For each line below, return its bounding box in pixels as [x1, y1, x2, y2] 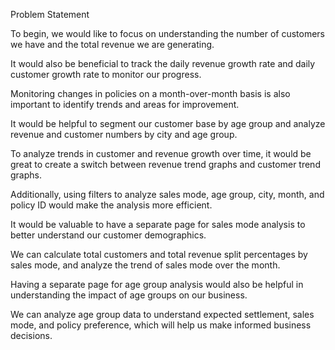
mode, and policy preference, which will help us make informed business [10, 319, 312, 331]
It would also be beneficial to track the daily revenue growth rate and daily [10, 58, 316, 69]
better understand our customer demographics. [10, 229, 207, 241]
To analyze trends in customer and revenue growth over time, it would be [10, 148, 312, 159]
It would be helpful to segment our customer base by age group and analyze [10, 118, 326, 129]
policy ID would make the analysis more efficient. [10, 199, 213, 211]
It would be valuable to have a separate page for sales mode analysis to [10, 219, 306, 230]
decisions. [10, 330, 53, 341]
